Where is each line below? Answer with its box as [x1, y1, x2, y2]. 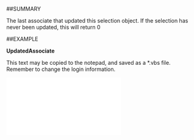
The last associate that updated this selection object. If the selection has [6, 17, 189, 24]
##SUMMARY [6, 6, 41, 12]
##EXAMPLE [6, 35, 38, 42]
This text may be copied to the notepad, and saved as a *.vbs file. [6, 59, 171, 66]
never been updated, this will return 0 [6, 24, 101, 31]
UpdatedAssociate [6, 47, 55, 54]
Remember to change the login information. [6, 65, 116, 73]
